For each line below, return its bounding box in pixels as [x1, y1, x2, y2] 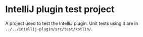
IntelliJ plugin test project [5, 4, 115, 15]
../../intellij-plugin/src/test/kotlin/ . [5, 25, 93, 31]
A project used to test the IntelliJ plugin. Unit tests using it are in [5, 20, 138, 26]
